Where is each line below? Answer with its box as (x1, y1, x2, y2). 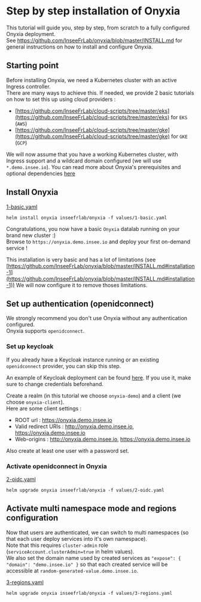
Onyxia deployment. (6, 30, 56, 37)
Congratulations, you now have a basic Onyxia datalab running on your (6, 225, 180, 232)
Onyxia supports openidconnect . (6, 327, 85, 335)
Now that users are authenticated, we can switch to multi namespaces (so (6, 529, 189, 536)
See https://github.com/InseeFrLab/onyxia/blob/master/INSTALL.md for (6, 37, 182, 44)
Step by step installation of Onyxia (6, 4, 181, 18)
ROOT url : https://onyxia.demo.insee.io (14, 416, 112, 423)
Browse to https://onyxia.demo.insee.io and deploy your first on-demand (6, 238, 190, 245)
